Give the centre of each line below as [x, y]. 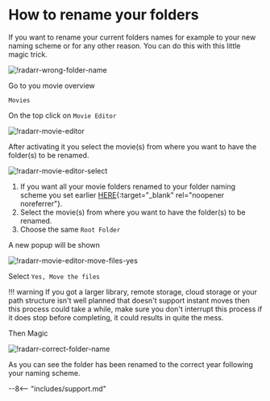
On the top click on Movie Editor [62, 115]
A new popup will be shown [54, 244]
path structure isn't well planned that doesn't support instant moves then [129, 300]
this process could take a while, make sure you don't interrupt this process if [135, 309]
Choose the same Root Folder [70, 229]
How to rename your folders [104, 15]
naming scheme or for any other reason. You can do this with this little [125, 45]
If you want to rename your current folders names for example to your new [132, 37]
